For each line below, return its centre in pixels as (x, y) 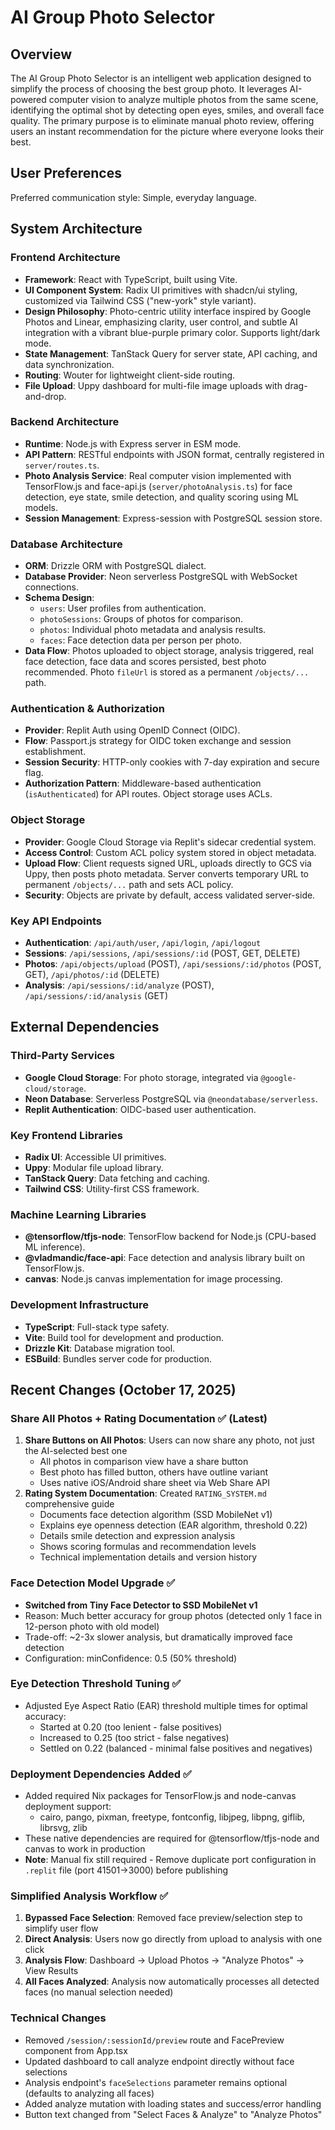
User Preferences (66, 173)
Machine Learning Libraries (78, 1214)
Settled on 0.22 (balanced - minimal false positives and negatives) (176, 1748)
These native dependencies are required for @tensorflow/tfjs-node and (172, 1838)
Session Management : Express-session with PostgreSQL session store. (173, 518)
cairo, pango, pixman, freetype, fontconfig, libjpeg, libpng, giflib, (172, 1817)
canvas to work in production (85, 1849)
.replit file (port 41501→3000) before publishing (126, 1870)
